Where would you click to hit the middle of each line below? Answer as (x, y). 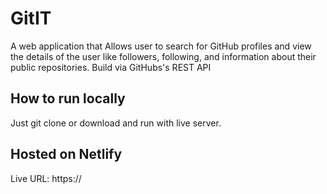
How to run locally (68, 98)
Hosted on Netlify (66, 154)
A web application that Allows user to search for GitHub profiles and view (161, 46)
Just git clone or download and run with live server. (116, 123)
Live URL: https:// (46, 178)
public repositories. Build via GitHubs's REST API (111, 67)
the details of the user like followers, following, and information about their (163, 56)
